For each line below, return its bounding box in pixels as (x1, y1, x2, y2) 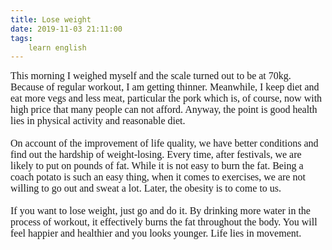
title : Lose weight (10, 14, 92, 25)
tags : (10, 33, 33, 43)
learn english (28, 42, 87, 53)
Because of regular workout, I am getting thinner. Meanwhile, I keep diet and (10, 81, 320, 93)
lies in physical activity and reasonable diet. (10, 115, 186, 127)
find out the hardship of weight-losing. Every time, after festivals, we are (10, 149, 302, 161)
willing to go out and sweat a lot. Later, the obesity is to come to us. (10, 182, 282, 195)
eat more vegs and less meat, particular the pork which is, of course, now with (10, 92, 323, 105)
